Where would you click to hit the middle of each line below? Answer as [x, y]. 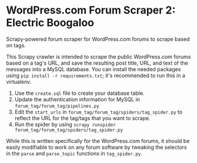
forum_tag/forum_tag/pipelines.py [57, 106]
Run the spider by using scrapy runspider [65, 124]
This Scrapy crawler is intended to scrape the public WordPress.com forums [98, 56]
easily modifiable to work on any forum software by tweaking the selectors [96, 147]
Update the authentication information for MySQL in [77, 99]
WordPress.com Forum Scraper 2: [91, 10]
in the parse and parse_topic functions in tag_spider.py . [74, 153]
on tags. [16, 45]
